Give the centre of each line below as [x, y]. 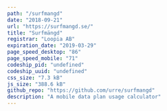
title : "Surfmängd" [35, 33]
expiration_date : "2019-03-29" [52, 46]
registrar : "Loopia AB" [41, 39]
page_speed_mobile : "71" [43, 59]
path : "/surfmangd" [35, 13]
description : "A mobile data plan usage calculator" [84, 97]
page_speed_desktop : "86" [44, 52]
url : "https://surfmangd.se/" [51, 26]
